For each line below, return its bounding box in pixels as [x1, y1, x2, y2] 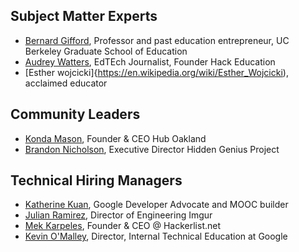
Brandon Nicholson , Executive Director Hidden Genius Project [24, 143, 280, 155]
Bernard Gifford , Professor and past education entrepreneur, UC [24, 34, 290, 46]
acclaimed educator [24, 77, 108, 89]
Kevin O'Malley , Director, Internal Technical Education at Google [24, 230, 288, 243]
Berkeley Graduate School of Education [24, 45, 188, 57]
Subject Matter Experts [10, 8, 158, 25]
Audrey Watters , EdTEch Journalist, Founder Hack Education [24, 55, 276, 68]
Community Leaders [10, 106, 141, 123]
